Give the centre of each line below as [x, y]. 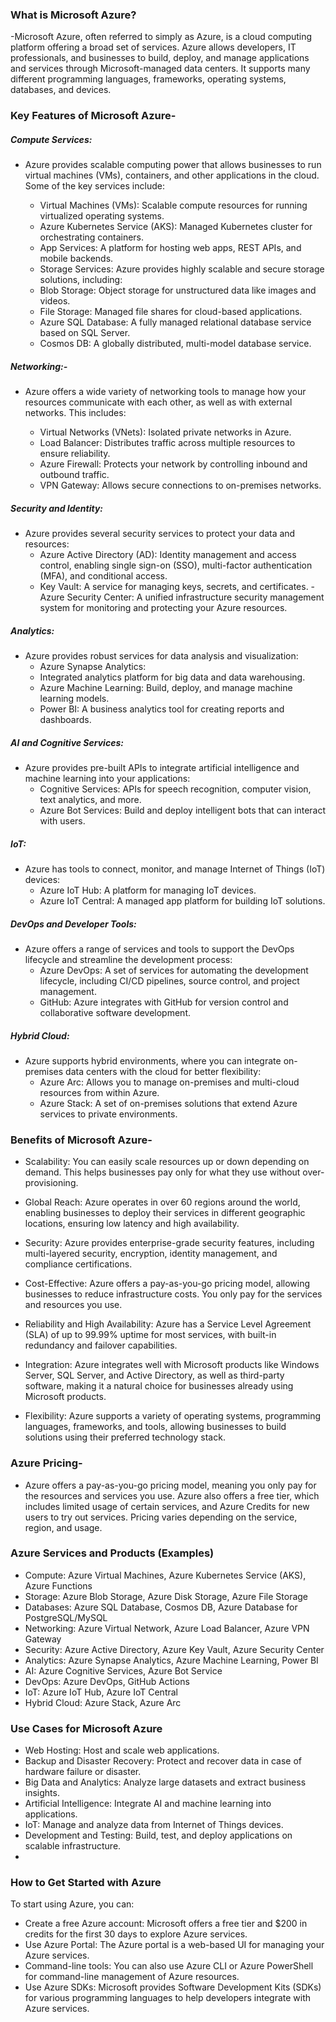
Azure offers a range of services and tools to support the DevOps [159, 949]
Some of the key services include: [94, 186]
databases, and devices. [61, 90]
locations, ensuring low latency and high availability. [132, 1224]
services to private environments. [108, 1114]
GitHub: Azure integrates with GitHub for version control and [164, 1002]
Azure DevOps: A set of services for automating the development [174, 970]
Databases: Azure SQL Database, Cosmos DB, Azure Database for [161, 1607]
